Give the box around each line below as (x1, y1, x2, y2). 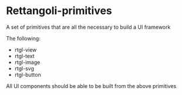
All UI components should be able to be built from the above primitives (6, 82, 177, 89)
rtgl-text (14, 52, 35, 59)
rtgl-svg (14, 65, 34, 72)
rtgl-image (14, 59, 41, 66)
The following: (6, 35, 41, 42)
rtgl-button (14, 71, 41, 78)
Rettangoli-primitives (6, 4, 113, 18)
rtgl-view (14, 46, 37, 53)
